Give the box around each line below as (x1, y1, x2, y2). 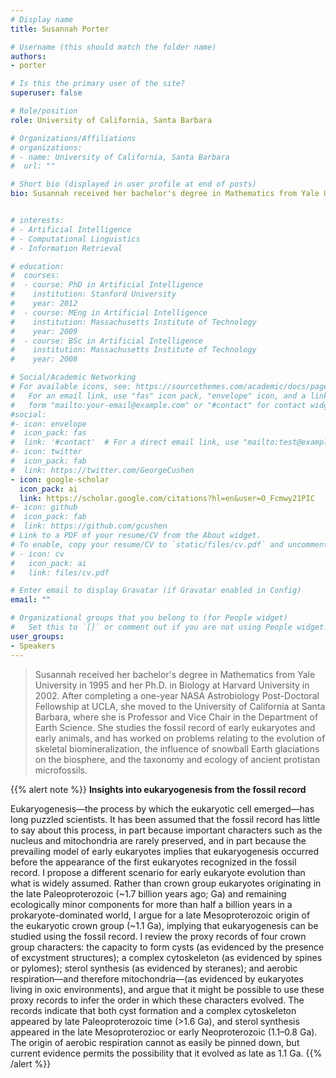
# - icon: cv (10, 549, 65, 559)
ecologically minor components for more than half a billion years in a (10, 898, 293, 910)
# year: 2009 (10, 326, 78, 336)
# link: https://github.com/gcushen (10, 521, 168, 531)
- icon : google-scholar (10, 474, 110, 485)
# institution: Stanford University (10, 289, 177, 300)
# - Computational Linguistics (10, 234, 141, 244)
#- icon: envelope (10, 419, 87, 429)
